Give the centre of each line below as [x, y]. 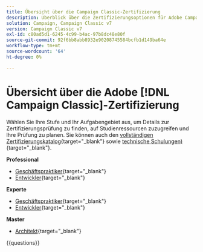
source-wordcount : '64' [36, 51]
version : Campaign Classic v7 [44, 29]
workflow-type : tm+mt [34, 46]
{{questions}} [23, 242]
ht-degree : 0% [24, 57]
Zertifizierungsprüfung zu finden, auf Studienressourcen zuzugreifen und [98, 128]
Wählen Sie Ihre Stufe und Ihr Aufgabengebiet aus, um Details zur [88, 122]
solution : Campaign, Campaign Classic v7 [59, 23]
